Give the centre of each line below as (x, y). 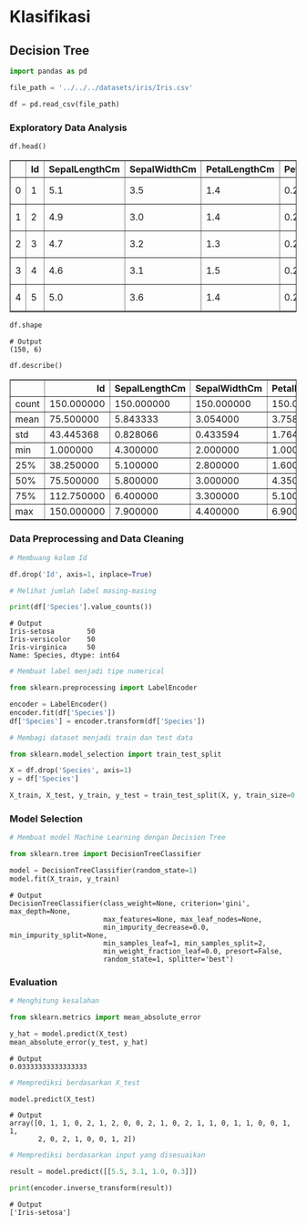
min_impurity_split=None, (58, 935)
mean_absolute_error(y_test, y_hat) (79, 1042)
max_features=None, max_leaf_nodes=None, (183, 919)
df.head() (28, 146)
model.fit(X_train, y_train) (65, 879)
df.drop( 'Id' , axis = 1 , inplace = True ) (81, 574)
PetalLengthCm (240, 168)
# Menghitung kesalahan (55, 1001)
